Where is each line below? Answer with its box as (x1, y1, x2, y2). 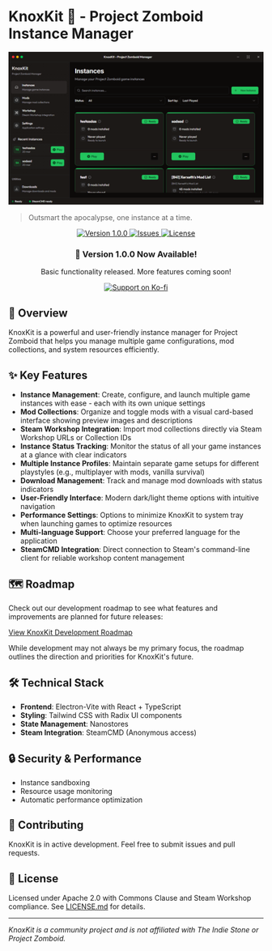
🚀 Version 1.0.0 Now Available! (74, 248, 198, 260)
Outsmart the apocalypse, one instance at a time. (28, 213, 193, 223)
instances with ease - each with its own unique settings (19, 398, 206, 408)
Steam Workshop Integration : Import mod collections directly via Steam (19, 424, 262, 434)
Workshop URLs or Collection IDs (19, 433, 132, 443)
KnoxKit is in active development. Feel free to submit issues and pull (8, 839, 236, 849)
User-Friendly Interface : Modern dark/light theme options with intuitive (19, 493, 259, 503)
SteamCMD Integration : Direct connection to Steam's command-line (19, 545, 251, 554)
